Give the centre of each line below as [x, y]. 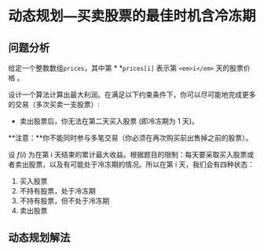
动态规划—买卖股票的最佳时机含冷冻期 [132, 16]
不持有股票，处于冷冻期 [57, 191]
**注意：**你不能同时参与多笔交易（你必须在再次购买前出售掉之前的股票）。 [130, 138]
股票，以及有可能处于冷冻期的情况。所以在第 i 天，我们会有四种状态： [142, 164]
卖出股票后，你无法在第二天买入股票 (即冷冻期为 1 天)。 [109, 121]
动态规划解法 [39, 238]
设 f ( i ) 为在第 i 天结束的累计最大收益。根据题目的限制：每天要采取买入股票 [128, 155]
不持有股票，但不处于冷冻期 [64, 201]
